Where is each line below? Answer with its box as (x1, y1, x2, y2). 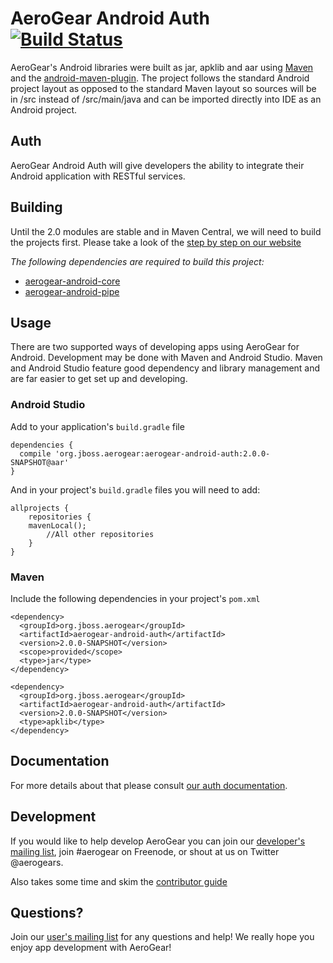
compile (19, 448, 52, 459)
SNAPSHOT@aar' (10, 457, 70, 467)
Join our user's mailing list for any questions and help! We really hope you (10, 931, 315, 943)
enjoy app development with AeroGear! (10, 942, 172, 954)
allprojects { (10, 503, 70, 513)
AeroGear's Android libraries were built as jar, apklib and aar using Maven (10, 61, 314, 73)
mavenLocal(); (28, 520, 87, 531)
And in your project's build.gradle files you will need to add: (10, 483, 261, 496)
